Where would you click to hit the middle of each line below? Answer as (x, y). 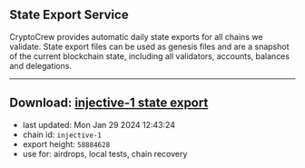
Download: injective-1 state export (109, 103)
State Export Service (69, 15)
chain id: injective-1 (62, 134)
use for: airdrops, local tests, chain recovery (105, 153)
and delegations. (41, 65)
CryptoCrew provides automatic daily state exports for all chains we (136, 36)
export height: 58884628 (66, 143)
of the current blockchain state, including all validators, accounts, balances (150, 56)
